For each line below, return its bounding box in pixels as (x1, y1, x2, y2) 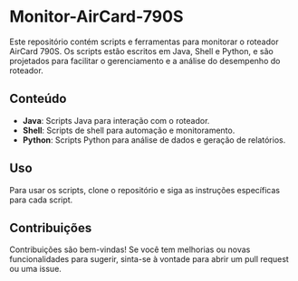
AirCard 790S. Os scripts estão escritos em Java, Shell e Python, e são (9, 45, 274, 56)
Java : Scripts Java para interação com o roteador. (22, 115, 210, 126)
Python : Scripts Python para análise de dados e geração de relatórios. (22, 134, 286, 145)
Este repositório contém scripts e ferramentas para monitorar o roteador (9, 36, 279, 47)
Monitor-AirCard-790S (9, 6, 184, 27)
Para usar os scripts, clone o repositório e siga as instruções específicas (9, 184, 281, 195)
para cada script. (9, 194, 73, 205)
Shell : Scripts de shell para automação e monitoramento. (22, 125, 236, 136)
